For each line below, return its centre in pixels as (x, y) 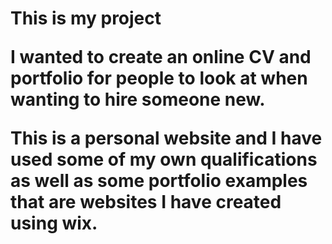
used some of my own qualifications (164, 159)
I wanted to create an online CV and (161, 57)
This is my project (86, 18)
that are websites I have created (146, 202)
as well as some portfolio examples (159, 181)
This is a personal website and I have (166, 138)
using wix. (54, 223)
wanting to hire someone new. (138, 99)
